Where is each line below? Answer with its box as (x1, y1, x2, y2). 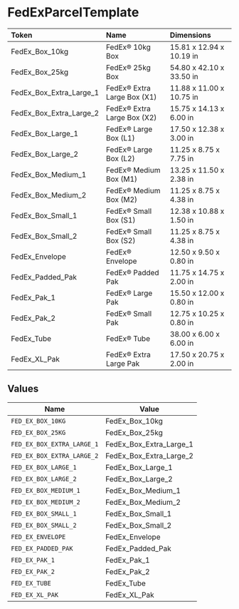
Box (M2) (105, 194, 137, 204)
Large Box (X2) (105, 112, 157, 122)
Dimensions (169, 30, 211, 40)
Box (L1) (105, 133, 135, 143)
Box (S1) (105, 215, 136, 225)
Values (7, 383, 39, 395)
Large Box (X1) (105, 92, 157, 102)
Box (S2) (105, 235, 136, 245)
